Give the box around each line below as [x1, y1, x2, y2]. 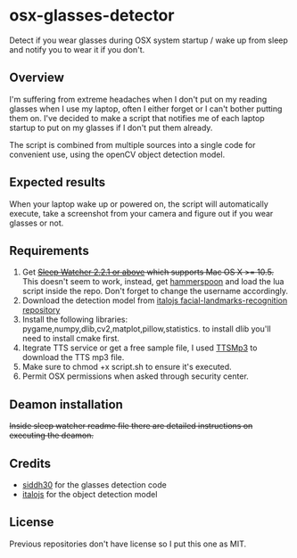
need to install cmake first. [21, 333, 120, 344]
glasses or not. [9, 217, 64, 228]
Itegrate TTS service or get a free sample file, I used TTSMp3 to [21, 342, 258, 353]
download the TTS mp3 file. [21, 352, 125, 363]
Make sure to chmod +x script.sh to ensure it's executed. [21, 362, 232, 373]
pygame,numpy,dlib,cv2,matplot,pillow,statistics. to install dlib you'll [21, 324, 271, 334]
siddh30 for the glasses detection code [21, 480, 167, 490]
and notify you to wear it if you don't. [9, 44, 145, 54]
